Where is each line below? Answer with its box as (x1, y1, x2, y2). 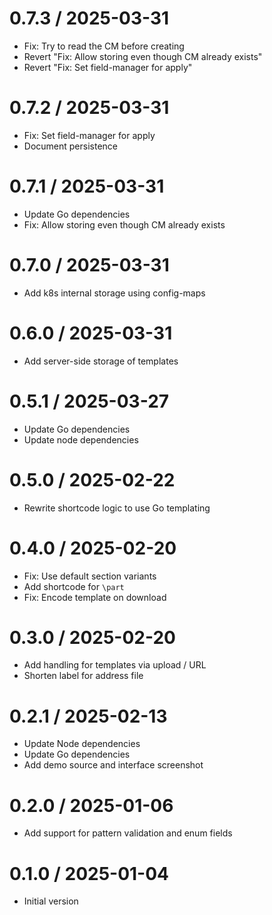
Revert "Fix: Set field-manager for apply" (23, 61, 193, 73)
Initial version (23, 895, 79, 907)
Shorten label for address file (23, 670, 144, 682)
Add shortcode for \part (23, 580, 125, 592)
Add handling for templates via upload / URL (23, 659, 207, 671)
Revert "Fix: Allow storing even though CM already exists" (23, 50, 263, 62)
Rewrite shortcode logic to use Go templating (23, 502, 211, 514)
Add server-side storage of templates (23, 355, 179, 367)
